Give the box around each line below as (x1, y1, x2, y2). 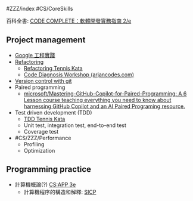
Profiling (23, 140, 45, 148)
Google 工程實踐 (14, 51, 55, 58)
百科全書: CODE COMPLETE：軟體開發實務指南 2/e (6, 17, 132, 24)
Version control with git (14, 77, 72, 84)
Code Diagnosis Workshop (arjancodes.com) (23, 71, 135, 78)
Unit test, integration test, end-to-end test (23, 122, 127, 129)
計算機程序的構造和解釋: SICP (23, 188, 96, 196)
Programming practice (6, 164, 91, 175)
